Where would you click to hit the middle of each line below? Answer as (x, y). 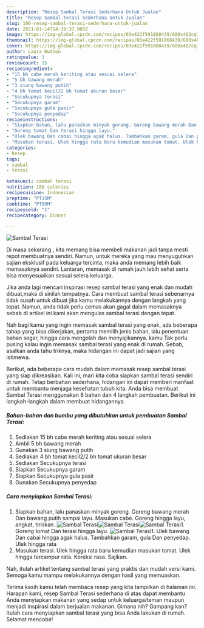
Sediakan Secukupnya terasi (51, 463)
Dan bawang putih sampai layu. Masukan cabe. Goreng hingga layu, (100, 518)
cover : (15, 46)
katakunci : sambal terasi (39, 181)
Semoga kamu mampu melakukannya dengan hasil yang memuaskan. (93, 575)
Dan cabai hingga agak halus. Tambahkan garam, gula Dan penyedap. (103, 538)
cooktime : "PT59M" (29, 204)
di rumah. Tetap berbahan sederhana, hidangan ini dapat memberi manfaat (100, 382)
